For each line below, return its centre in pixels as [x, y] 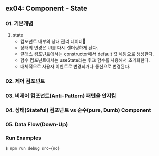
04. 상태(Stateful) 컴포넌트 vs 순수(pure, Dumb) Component [78, 110]
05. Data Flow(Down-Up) [37, 125]
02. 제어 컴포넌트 [25, 81]
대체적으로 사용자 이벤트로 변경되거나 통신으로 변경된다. [75, 66]
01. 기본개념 [19, 24]
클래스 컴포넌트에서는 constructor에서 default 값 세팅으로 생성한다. [87, 54]
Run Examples [23, 138]
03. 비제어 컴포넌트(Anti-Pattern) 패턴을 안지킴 [61, 96]
